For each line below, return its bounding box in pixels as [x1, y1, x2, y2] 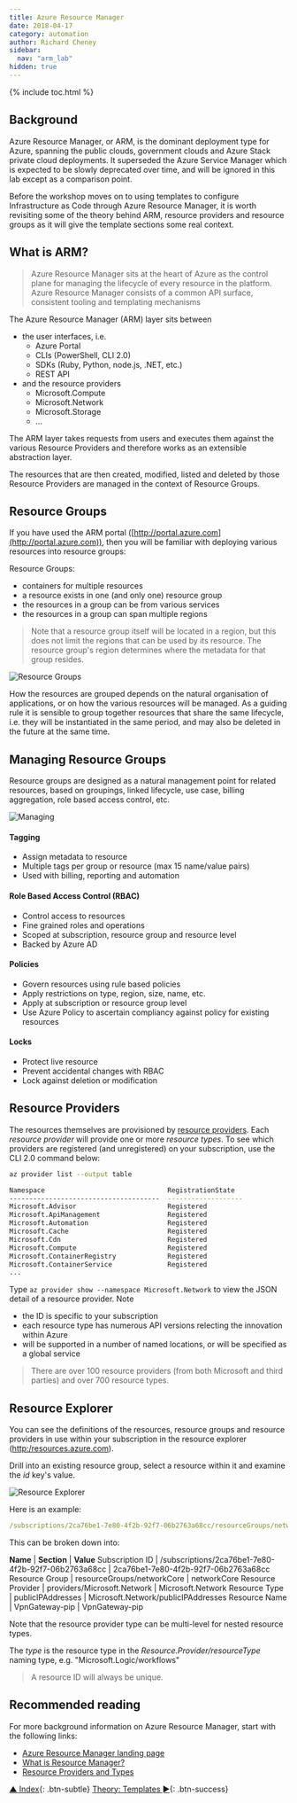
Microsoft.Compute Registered [9, 1243, 208, 1253]
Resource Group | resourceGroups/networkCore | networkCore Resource [9, 1573, 276, 1583]
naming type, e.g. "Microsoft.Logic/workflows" [9, 1654, 180, 1665]
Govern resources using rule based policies [21, 979, 181, 989]
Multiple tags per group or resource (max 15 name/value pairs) [21, 861, 250, 871]
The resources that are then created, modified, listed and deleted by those [9, 469, 280, 480]
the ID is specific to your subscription [21, 1311, 159, 1322]
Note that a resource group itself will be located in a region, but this [30, 626, 277, 636]
